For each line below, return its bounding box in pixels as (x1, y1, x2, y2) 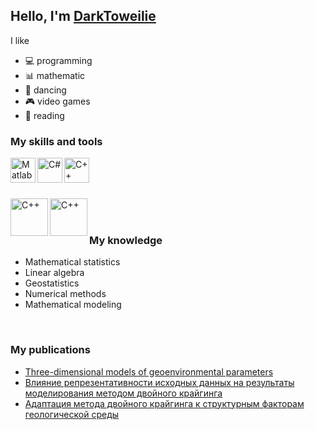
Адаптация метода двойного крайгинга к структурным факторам (24, 397, 305, 409)
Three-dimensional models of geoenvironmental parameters (24, 365, 274, 378)
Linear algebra (24, 267, 85, 279)
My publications (10, 343, 91, 357)
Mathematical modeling (24, 299, 122, 311)
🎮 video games (24, 95, 91, 107)
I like (10, 34, 30, 46)
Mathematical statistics (24, 256, 121, 268)
